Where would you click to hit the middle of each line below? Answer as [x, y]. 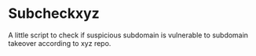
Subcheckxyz [54, 14]
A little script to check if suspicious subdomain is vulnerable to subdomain [128, 35]
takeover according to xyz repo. [60, 43]
